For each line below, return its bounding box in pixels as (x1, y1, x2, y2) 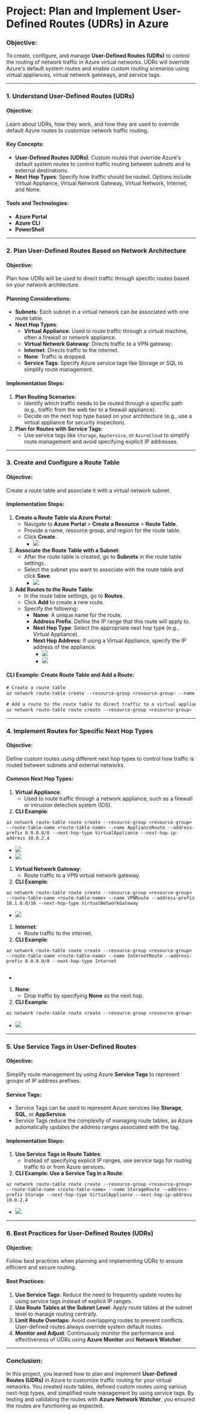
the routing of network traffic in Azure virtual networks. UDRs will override (6, 58, 190, 66)
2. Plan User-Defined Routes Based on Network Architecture (6, 246, 186, 255)
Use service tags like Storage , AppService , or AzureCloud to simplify (23, 432, 190, 439)
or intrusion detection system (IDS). (23, 801, 112, 808)
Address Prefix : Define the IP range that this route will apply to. (32, 618, 191, 625)
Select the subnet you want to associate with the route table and (23, 566, 184, 573)
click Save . (23, 572, 52, 579)
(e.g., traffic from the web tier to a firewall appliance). (23, 406, 156, 413)
